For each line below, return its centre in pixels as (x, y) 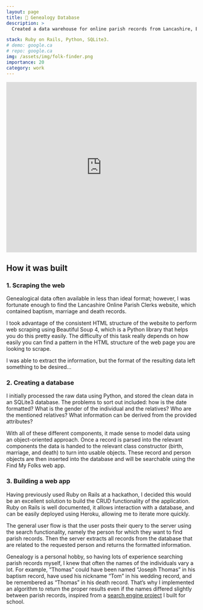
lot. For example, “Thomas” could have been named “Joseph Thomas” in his (101, 569)
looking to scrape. (29, 349)
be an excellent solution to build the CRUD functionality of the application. (98, 501)
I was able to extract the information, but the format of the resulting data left (101, 360)
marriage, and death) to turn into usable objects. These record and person (99, 453)
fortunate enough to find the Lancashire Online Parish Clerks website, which (101, 305)
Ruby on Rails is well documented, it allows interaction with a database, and (100, 507)
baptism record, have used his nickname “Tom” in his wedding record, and (99, 575)
